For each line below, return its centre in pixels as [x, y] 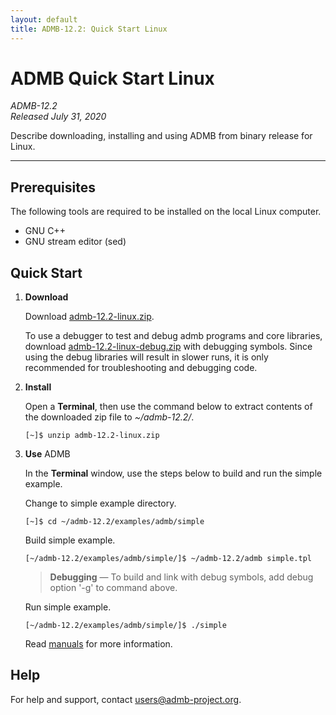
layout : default [44, 19]
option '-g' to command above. [113, 588]
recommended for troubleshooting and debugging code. [141, 368]
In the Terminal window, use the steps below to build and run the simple [173, 473]
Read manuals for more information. [98, 644]
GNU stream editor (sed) [75, 242]
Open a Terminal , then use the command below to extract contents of [168, 407]
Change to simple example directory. [100, 503]
